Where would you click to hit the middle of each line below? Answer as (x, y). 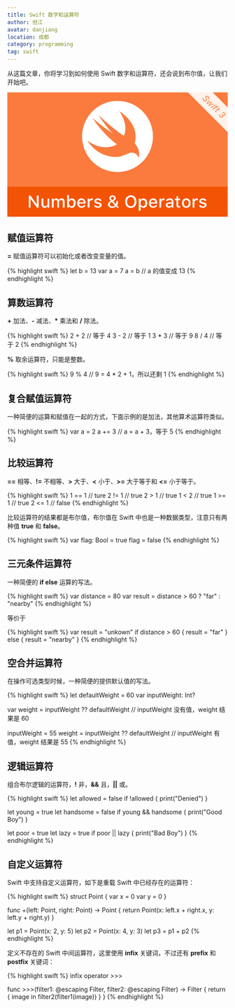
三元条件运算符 (40, 564)
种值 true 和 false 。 (36, 526)
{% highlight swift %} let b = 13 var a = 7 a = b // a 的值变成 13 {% (101, 271)
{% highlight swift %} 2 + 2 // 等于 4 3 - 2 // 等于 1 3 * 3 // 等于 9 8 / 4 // (111, 336)
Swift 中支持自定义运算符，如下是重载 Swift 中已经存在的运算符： (101, 882)
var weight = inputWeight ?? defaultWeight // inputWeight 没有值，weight (113, 710)
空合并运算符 (35, 663)
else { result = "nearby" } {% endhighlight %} (72, 639)
